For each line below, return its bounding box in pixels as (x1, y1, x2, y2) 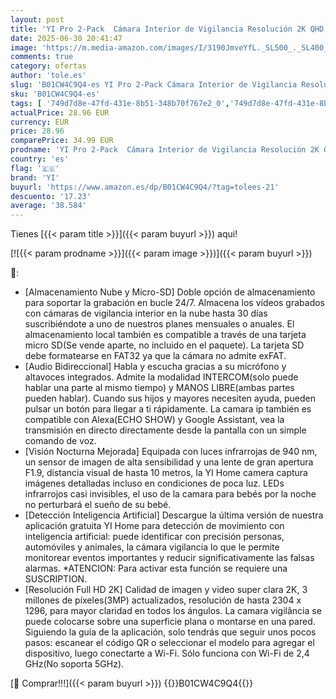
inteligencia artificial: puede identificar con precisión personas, (24, 531, 285, 543)
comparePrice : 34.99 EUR (10, 136, 114, 146)
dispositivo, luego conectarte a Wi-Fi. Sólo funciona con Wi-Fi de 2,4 (24, 647, 310, 660)
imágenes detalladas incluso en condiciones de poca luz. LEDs (24, 477, 285, 490)
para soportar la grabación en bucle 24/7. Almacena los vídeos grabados (24, 297, 326, 309)
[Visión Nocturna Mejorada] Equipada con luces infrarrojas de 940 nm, (24, 446, 318, 458)
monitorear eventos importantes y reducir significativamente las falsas (24, 552, 315, 564)
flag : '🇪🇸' (10, 163, 60, 173)
